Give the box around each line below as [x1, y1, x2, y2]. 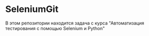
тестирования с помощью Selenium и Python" [5, 25, 105, 31]
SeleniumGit [5, 3, 59, 15]
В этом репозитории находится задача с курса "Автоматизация [5, 20, 144, 26]
